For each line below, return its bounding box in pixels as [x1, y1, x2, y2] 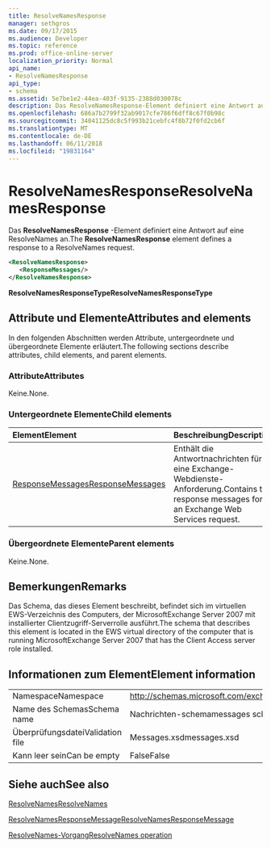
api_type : [8, 79, 42, 87]
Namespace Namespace [12, 691, 104, 702]
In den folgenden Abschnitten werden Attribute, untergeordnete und [8, 333, 235, 342]
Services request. [173, 514, 240, 525]
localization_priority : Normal [8, 57, 114, 65]
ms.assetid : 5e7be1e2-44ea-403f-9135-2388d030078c [8, 94, 182, 103]
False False [129, 750, 171, 762]
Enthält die [173, 443, 214, 455]
